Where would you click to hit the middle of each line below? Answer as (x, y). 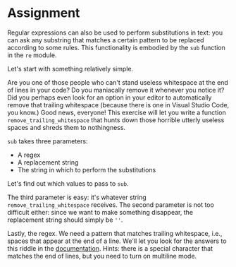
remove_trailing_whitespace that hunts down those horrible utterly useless (116, 120)
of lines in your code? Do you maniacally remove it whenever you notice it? (116, 90)
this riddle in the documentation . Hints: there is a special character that (110, 248)
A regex (29, 155)
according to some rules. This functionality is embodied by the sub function (116, 47)
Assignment (44, 13)
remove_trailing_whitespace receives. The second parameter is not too (111, 204)
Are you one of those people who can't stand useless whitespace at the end (118, 82)
